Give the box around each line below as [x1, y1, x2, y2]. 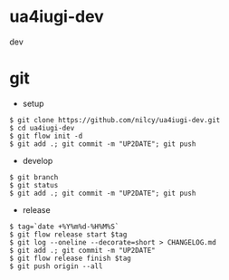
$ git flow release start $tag [9, 229, 128, 239]
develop [22, 155, 53, 166]
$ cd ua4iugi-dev [9, 123, 75, 132]
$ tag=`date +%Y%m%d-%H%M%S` [9, 222, 119, 231]
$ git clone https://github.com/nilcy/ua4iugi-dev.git [9, 115, 221, 124]
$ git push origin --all [9, 261, 103, 271]
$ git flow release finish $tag [9, 254, 131, 263]
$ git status [9, 180, 59, 189]
